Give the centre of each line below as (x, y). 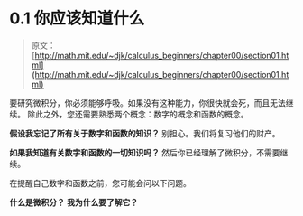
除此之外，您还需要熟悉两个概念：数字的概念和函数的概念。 (138, 114)
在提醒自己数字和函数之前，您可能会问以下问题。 (100, 183)
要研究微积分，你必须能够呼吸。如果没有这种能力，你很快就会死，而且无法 (147, 103)
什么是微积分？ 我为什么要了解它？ (73, 202)
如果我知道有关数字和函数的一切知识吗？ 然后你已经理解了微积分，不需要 (145, 152)
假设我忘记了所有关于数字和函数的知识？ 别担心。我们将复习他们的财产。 (145, 133)
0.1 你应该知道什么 (77, 19)
